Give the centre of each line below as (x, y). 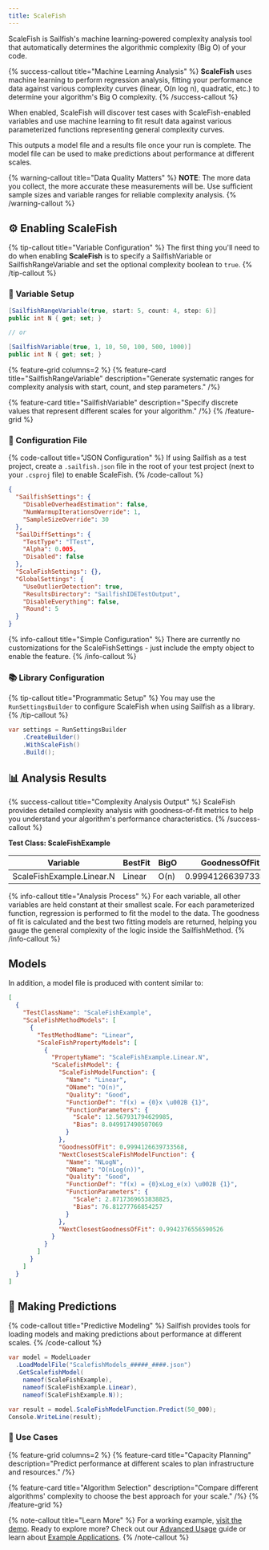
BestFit (137, 862)
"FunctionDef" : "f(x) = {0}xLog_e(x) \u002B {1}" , (152, 1185)
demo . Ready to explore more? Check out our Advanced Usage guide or (127, 1528)
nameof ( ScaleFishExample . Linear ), (80, 1387)
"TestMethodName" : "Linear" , (86, 1035)
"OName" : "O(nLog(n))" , (105, 1170)
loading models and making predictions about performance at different (125, 1334)
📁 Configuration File (48, 441)
